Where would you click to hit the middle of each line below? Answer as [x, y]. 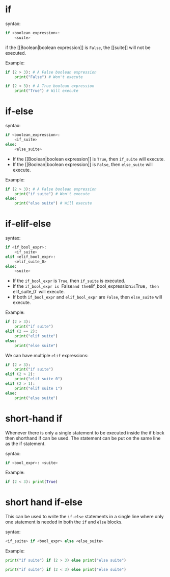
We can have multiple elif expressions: [47, 355]
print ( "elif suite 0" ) [38, 379]
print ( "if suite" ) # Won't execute [52, 194]
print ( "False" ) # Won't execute [49, 77]
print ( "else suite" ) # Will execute [53, 203]
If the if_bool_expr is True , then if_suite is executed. [69, 281]
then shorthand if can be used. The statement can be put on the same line [83, 438]
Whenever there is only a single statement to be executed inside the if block [85, 432]
